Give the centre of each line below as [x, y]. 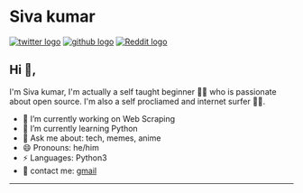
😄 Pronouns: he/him [60, 147]
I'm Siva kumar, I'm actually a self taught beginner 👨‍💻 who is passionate [143, 91]
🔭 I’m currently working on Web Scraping [99, 118]
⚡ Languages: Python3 [64, 157]
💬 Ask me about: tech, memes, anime [92, 138]
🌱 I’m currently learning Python [80, 128]
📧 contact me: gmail [60, 170]
